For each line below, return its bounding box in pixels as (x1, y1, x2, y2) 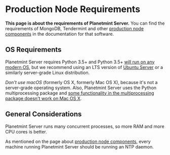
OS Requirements (5, 45, 62, 54)
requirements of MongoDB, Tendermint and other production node (5, 25, 144, 31)
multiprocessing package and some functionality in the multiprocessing (5, 90, 154, 96)
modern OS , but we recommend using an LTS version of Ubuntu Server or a (5, 64, 163, 70)
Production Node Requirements (5, 4, 141, 15)
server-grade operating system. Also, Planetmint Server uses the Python (5, 85, 157, 91)
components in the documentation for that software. (5, 31, 114, 37)
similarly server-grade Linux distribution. (5, 69, 90, 75)
